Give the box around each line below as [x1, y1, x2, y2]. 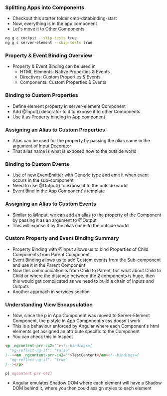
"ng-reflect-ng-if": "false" [9, 348, 70, 353]
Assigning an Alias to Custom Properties [5, 126, 106, 133]
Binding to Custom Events [5, 160, 69, 167]
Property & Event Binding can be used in [12, 63, 96, 69]
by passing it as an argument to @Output [12, 217, 97, 223]
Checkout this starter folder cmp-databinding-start [12, 15, 117, 21]
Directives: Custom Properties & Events [19, 74, 101, 80]
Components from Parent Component [12, 251, 90, 257]
